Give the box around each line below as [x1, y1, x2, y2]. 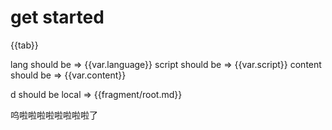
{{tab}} [10, 39, 39, 51]
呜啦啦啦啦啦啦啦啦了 [10, 109, 98, 121]
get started [10, 6, 105, 29]
